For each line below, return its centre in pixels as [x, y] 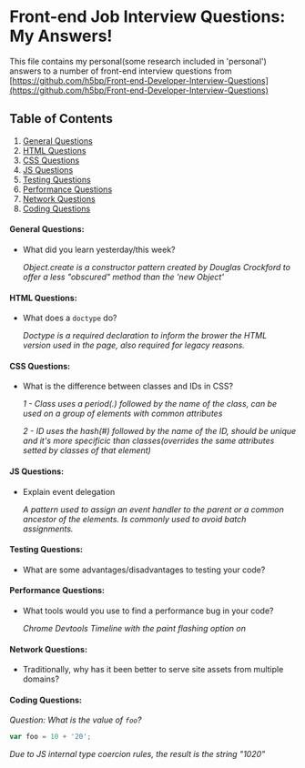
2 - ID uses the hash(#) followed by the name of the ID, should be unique [159, 431]
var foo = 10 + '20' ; [51, 737]
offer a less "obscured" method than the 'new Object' [123, 277]
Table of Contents [61, 119]
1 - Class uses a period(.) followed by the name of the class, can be [150, 404]
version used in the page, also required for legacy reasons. [134, 345]
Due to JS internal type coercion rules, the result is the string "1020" [137, 754]
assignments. [48, 529]
